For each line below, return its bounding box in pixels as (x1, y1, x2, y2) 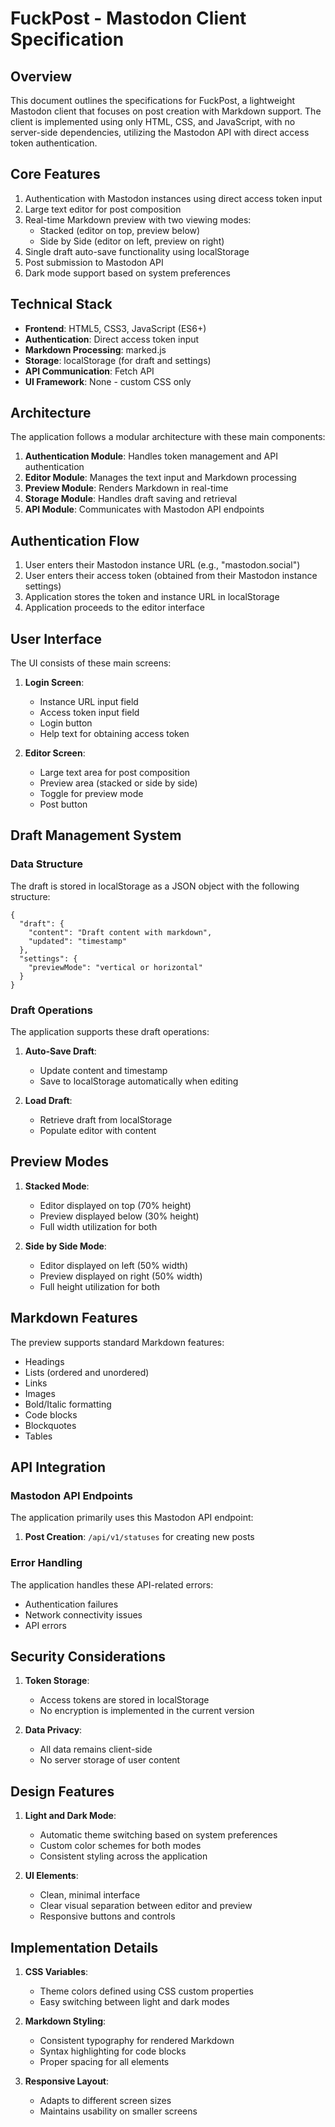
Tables (24, 1430, 53, 1442)
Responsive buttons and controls (39, 1910, 176, 1922)
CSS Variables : (24, 1966, 89, 1978)
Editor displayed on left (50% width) (39, 1259, 189, 1271)
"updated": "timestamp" (28, 936, 128, 946)
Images (24, 1387, 56, 1399)
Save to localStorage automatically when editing (39, 1075, 239, 1087)
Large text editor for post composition (24, 203, 182, 215)
